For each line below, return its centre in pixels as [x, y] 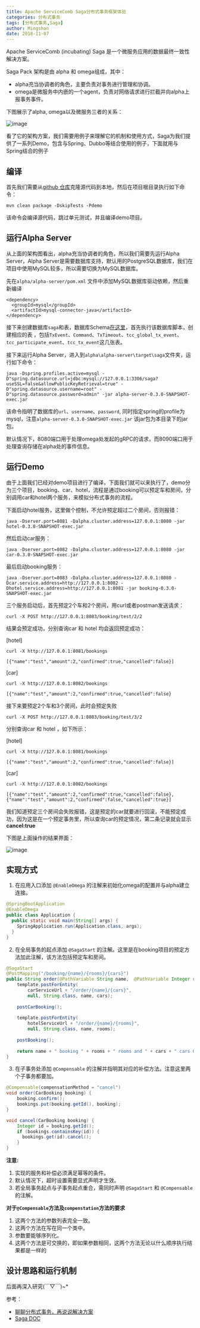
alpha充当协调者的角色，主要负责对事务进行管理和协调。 [84, 85]
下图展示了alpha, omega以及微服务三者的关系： [65, 112]
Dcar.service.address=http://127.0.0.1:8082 [62, 583]
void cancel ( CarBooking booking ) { [50, 1120]
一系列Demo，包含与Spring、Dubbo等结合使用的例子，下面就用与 [97, 144]
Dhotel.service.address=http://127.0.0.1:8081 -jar [71, 588]
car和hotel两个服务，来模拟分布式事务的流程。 [79, 497]
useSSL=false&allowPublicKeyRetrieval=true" [62, 384]
